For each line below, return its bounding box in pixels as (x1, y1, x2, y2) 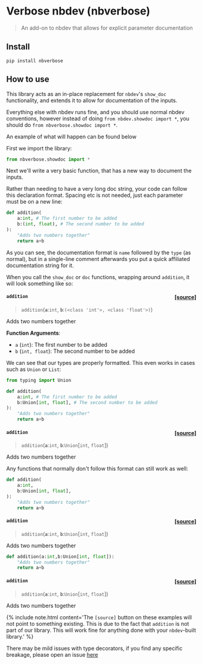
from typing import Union (6, 377, 71, 383)
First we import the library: (6, 144, 72, 152)
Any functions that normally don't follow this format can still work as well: (6, 465, 189, 472)
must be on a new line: (6, 198, 63, 205)
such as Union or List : (6, 366, 62, 373)
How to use (6, 74, 49, 85)
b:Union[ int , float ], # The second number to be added (17, 399, 158, 405)
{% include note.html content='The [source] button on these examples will (6, 613, 192, 620)
